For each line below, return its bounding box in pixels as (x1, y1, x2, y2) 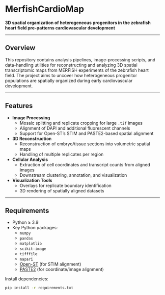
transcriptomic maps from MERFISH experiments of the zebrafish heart (5, 67, 149, 73)
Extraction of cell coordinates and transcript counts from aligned (19, 161, 151, 167)
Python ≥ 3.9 (12, 219, 39, 225)
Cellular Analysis (12, 156, 48, 162)
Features (5, 102, 33, 110)
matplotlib (19, 241, 42, 246)
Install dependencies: (5, 276, 49, 282)
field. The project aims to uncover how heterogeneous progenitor (5, 72, 137, 78)
